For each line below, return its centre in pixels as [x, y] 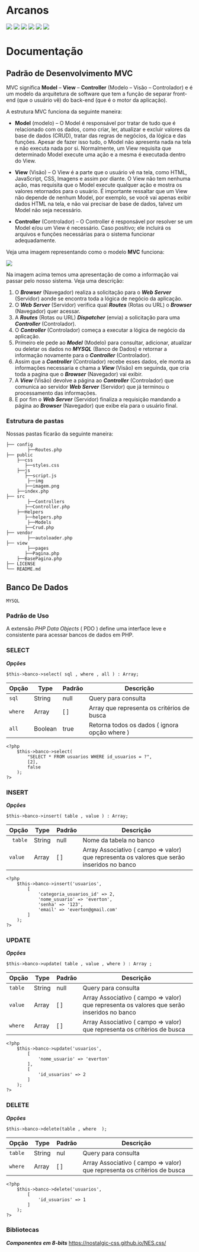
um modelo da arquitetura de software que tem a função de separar [89, 94]
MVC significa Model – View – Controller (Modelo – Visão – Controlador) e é [99, 87]
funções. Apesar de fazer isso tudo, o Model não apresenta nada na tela [103, 142]
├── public [20, 455]
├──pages [38, 549]
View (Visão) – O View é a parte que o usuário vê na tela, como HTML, [101, 172]
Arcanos [28, 10]
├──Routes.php [45, 450]
